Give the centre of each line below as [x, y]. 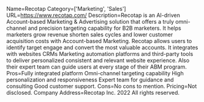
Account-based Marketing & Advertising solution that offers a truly [90, 22]
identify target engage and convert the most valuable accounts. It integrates [102, 47]
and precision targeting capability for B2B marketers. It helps [105, 28]
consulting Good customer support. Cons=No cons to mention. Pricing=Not [102, 86]
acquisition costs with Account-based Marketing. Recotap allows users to [99, 41]
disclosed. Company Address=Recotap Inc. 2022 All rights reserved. [93, 93]
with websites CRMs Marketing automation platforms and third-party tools [100, 54]
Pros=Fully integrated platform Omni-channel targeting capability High [95, 73]
